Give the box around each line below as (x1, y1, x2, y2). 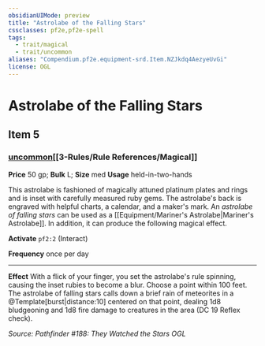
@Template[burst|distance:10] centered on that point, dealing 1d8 (8, 296, 222, 306)
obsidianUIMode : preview (8, 11, 90, 20)
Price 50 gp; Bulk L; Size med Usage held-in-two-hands (8, 169, 192, 179)
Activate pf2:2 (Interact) (8, 233, 88, 243)
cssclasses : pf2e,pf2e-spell (8, 26, 104, 34)
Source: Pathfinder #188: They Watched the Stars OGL (8, 329, 187, 338)
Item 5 (8, 128, 40, 142)
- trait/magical (15, 41, 69, 49)
